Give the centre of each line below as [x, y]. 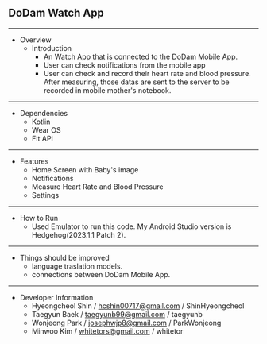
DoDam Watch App [56, 13]
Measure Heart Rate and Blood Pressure [98, 187]
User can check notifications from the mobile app [124, 65]
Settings [45, 195]
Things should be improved [64, 257]
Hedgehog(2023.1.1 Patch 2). [79, 234]
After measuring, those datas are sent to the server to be [136, 82]
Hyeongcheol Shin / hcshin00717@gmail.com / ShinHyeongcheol [138, 306]
